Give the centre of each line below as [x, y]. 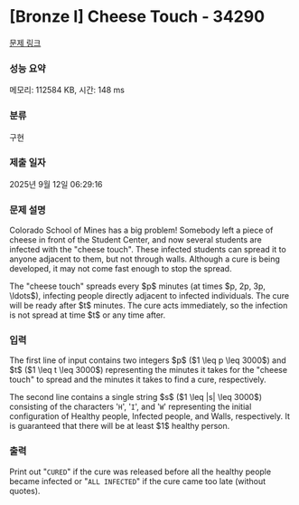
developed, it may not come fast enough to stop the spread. [121, 269]
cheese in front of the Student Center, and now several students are [135, 240]
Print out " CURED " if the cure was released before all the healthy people [140, 472]
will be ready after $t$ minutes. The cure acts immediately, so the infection [149, 306]
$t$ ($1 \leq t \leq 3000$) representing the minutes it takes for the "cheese [148, 370]
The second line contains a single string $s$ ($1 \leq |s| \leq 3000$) [136, 397]
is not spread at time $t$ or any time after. [88, 315]
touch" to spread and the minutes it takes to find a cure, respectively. [138, 380]
